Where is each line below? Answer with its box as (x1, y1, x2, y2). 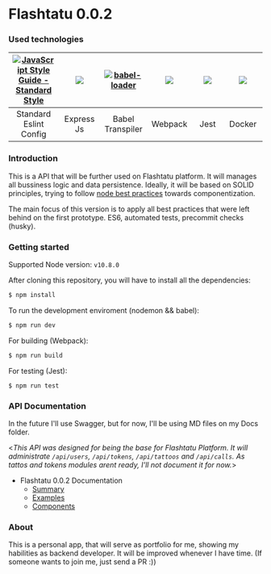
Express (64, 114, 95, 125)
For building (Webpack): (8, 336, 89, 346)
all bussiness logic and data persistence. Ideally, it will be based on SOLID (8, 179, 254, 190)
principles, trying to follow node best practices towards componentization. (8, 188, 256, 198)
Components (31, 501, 75, 511)
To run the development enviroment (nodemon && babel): (8, 305, 200, 315)
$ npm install (8, 291, 56, 300)
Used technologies (8, 34, 84, 45)
